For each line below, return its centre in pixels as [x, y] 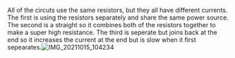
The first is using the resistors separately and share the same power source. [118, 17]
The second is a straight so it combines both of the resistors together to [112, 25]
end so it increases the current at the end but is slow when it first [102, 40]
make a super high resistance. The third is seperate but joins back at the [112, 32]
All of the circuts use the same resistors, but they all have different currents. [117, 10]
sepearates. [25, 47]
